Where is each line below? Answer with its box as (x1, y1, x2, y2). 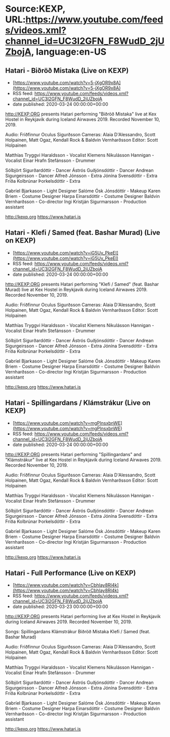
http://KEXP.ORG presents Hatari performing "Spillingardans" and (5, 451, 142, 457)
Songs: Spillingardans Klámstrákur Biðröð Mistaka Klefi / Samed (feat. (5, 629, 151, 635)
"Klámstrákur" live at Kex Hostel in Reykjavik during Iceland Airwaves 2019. (5, 457, 162, 463)
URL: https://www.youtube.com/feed (5, 14, 163, 25)
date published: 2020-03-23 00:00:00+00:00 (12, 603, 108, 610)
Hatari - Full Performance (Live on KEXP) (5, 569, 136, 578)
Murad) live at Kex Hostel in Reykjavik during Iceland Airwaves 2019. (5, 286, 148, 293)
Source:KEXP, (5, 3, 66, 15)
